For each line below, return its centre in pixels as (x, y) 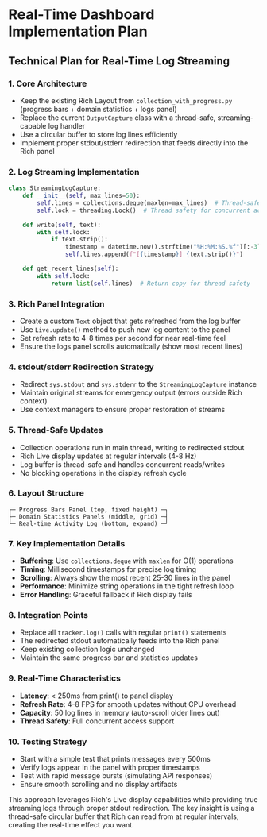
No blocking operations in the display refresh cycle (103, 472)
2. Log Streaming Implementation (74, 172)
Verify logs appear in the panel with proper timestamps (110, 767)
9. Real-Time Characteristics (65, 678)
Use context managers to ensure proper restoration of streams (122, 410)
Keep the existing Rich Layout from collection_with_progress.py (126, 100)
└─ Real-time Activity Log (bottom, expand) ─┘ (89, 523)
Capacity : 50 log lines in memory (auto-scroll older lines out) (120, 712)
